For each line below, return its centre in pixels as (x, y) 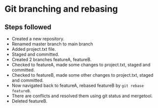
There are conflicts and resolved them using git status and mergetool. (82, 96)
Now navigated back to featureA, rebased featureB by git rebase (78, 86)
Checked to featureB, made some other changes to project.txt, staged (82, 75)
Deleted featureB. (29, 101)
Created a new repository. (38, 39)
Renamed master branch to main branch (53, 44)
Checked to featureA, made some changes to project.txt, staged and (81, 65)
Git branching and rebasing (61, 9)
